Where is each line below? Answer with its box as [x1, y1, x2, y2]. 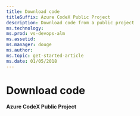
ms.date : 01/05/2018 [6, 58, 58, 64]
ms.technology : [6, 25, 44, 31]
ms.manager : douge [6, 42, 52, 48]
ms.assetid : [6, 36, 36, 42]
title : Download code [6, 8, 60, 15]
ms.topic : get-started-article [6, 53, 84, 59]
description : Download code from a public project [6, 20, 135, 25]
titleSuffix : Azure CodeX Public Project [6, 14, 111, 20]
